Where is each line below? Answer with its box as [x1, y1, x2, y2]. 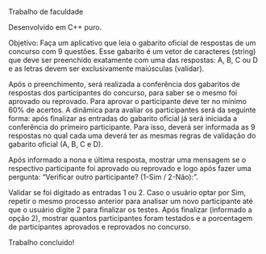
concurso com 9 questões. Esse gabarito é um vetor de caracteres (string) [8, 47, 256, 56]
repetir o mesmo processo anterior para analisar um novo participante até [8, 197, 254, 206]
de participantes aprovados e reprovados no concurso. [8, 222, 192, 231]
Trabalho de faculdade [8, 7, 84, 16]
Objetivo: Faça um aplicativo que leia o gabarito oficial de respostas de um [8, 38, 256, 48]
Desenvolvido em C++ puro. [8, 23, 102, 31]
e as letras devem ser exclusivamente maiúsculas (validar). [8, 64, 205, 73]
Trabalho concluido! [8, 238, 75, 247]
